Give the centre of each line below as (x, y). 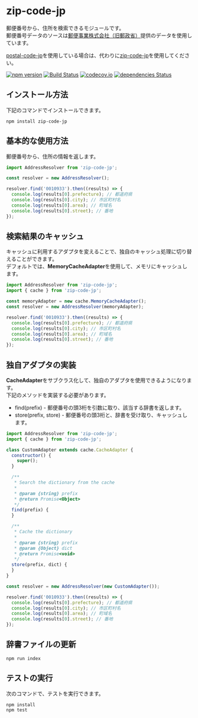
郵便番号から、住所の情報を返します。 (53, 156)
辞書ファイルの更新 (41, 644)
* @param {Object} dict (43, 548)
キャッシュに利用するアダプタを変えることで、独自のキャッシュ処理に (91, 252)
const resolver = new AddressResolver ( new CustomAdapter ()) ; (83, 586)
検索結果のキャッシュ (45, 236)
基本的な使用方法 (37, 141)
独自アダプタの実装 (41, 365)
